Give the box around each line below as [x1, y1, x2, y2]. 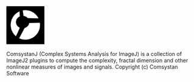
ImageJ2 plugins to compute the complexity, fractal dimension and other [6, 57, 189, 64]
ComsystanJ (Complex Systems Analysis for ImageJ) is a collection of [6, 50, 182, 57]
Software [6, 70, 29, 77]
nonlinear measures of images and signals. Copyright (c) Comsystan [6, 63, 178, 70]
